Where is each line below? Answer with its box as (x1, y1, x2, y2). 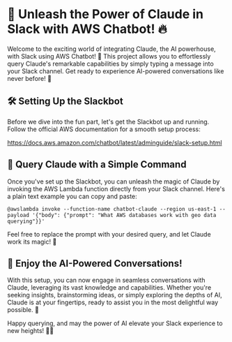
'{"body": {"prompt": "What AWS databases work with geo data (32, 211, 217, 218)
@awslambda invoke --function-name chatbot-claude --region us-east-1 (7, 205, 217, 212)
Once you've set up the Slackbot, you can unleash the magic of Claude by (7, 177, 220, 186)
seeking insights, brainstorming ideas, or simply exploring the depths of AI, (7, 291, 223, 299)
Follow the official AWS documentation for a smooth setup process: (7, 125, 201, 133)
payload (7, 211, 30, 218)
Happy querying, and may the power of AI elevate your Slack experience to (7, 319, 223, 327)
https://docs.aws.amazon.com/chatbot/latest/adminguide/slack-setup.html (7, 138, 222, 147)
